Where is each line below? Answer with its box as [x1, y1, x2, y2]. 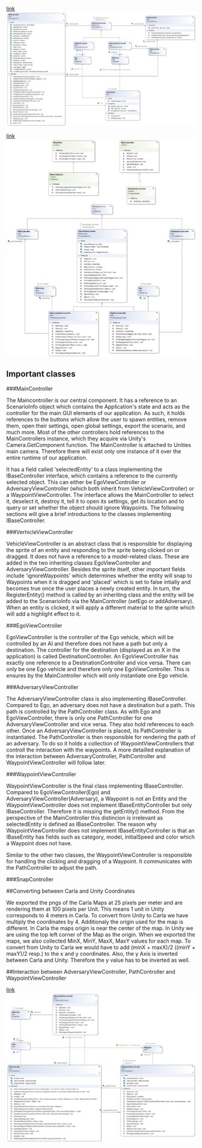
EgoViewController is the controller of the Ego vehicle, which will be [6, 633, 174, 640]
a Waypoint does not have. [6, 839, 72, 846]
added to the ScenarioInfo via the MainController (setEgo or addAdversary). [6, 597, 194, 604]
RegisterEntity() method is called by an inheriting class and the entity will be [6, 591, 194, 598]
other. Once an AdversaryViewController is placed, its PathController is [6, 727, 182, 734]
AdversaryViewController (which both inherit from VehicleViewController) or [6, 485, 194, 492]
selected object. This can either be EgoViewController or [6, 478, 146, 485]
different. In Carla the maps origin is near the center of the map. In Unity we [6, 925, 194, 932]
